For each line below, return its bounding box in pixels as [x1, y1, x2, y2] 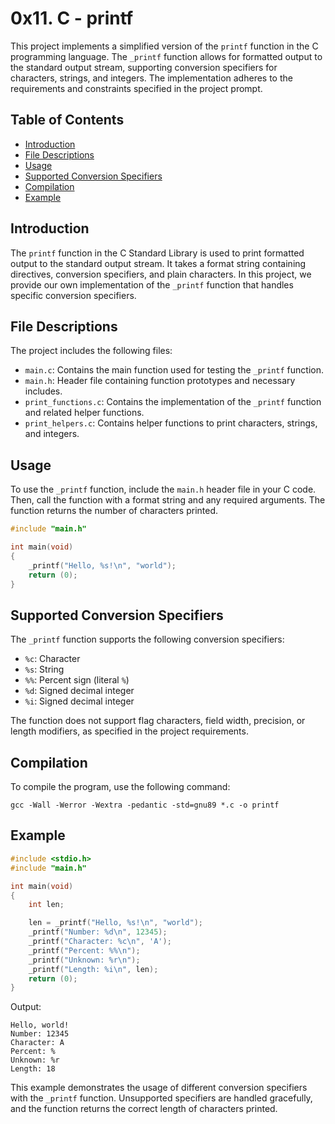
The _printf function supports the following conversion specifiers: [10, 633, 285, 646]
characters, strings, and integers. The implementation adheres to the [10, 72, 293, 84]
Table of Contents [10, 112, 125, 129]
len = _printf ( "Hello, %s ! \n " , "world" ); [28, 918, 203, 928]
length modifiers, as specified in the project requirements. [10, 725, 249, 737]
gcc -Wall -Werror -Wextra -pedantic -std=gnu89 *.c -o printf [10, 800, 280, 811]
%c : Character [24, 653, 81, 665]
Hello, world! [10, 1020, 70, 1031]
